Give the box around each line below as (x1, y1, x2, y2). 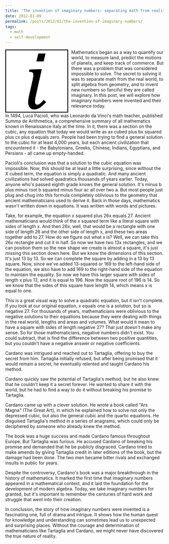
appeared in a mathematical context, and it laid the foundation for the (5, 480, 149, 486)
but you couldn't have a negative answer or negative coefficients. (5, 341, 141, 346)
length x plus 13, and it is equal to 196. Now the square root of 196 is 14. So (5, 277, 160, 283)
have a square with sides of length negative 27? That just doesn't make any (5, 324, 162, 330)
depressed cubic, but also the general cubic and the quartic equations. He (5, 413, 159, 418)
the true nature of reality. (5, 533, 57, 539)
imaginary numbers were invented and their (71, 97, 162, 103)
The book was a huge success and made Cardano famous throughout (5, 433, 150, 439)
